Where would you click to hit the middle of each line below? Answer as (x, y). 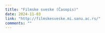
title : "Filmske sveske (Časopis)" (42, 9)
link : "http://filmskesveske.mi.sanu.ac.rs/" (53, 18)
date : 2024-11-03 (23, 14)
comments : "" (19, 23)
